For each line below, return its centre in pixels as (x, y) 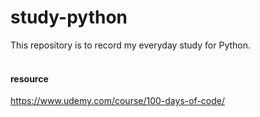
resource (29, 78)
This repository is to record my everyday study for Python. (131, 45)
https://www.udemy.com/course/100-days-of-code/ (118, 101)
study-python (69, 17)
